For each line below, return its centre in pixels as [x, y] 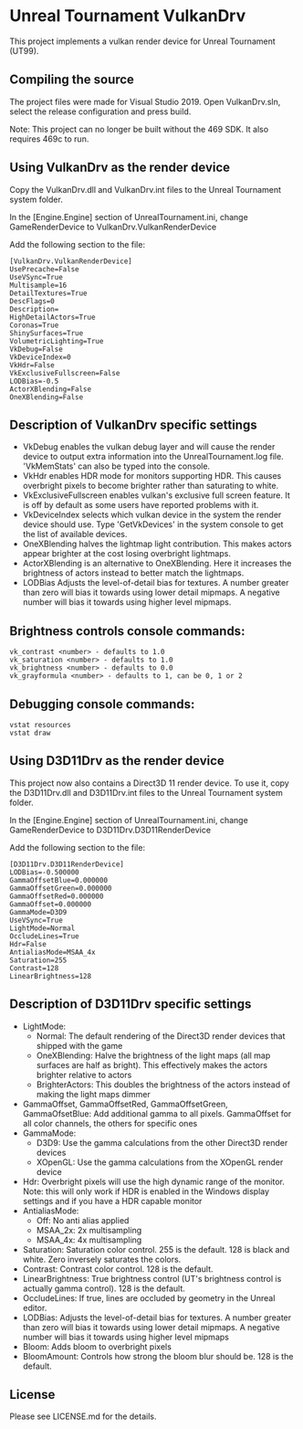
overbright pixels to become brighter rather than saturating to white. [151, 486]
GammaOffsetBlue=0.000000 [58, 880]
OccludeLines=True [44, 936]
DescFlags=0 [32, 301]
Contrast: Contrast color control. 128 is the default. [118, 1269]
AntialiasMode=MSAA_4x [52, 952]
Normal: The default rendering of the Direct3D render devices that [161, 1036]
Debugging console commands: [102, 704]
